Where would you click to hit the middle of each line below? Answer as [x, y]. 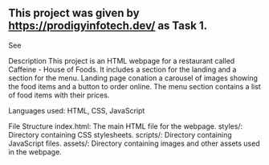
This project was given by [74, 13]
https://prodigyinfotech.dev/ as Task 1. [108, 26]
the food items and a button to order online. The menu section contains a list [134, 86]
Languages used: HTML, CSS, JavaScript [77, 110]
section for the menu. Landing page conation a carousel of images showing [133, 78]
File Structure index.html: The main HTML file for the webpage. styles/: [126, 126]
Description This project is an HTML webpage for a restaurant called [122, 60]
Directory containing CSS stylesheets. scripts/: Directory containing [120, 134]
